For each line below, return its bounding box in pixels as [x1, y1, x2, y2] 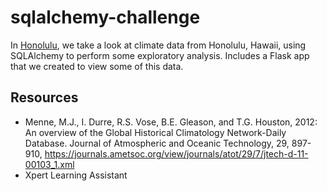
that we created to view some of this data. [10, 60, 184, 72]
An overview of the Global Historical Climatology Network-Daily [24, 126, 287, 138]
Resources [10, 89, 79, 106]
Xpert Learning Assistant [24, 169, 128, 181]
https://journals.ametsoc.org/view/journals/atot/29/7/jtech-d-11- [44, 147, 309, 160]
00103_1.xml [24, 158, 75, 170]
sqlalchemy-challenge [10, 6, 201, 29]
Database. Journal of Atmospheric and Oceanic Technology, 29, [24, 137, 290, 149]
